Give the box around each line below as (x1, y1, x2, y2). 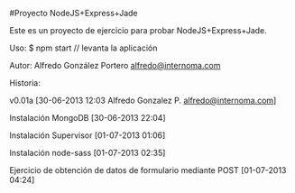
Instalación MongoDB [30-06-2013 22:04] (9, 113, 166, 123)
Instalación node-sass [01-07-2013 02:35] (9, 148, 166, 158)
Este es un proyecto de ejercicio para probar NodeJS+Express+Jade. (9, 25, 268, 35)
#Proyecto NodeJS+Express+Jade (9, 8, 138, 18)
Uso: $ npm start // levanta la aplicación (9, 42, 158, 53)
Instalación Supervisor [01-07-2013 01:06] (9, 130, 166, 141)
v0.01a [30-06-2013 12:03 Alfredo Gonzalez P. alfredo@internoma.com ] (9, 95, 277, 106)
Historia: (9, 78, 41, 88)
